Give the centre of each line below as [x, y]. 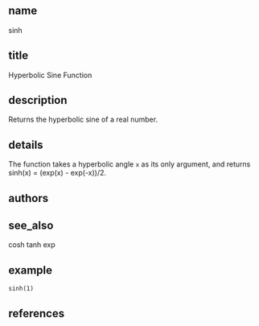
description [38, 100]
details [26, 144]
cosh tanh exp [32, 245]
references [37, 314]
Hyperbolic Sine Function [50, 75]
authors [29, 198]
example [31, 270]
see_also [31, 226]
